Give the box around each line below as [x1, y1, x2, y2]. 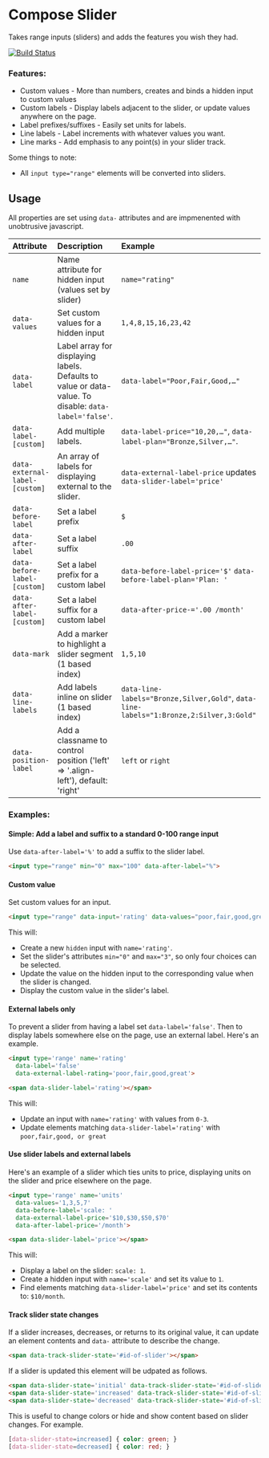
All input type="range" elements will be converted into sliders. [19, 169, 227, 178]
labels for [57, 461, 93, 472]
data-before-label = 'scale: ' [15, 1206, 113, 1214]
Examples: [8, 808, 50, 820]
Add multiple [57, 426, 106, 437]
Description [57, 241, 103, 252]
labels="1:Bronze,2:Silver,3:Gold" [121, 711, 257, 720]
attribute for [57, 264, 102, 275]
